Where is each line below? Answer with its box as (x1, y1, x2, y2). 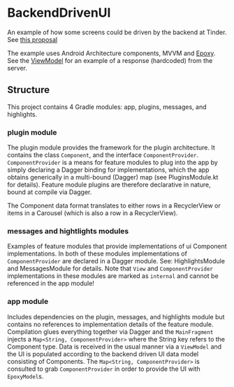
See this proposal (7, 35, 58, 43)
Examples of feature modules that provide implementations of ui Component (7, 242, 227, 251)
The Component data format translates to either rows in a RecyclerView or (7, 201, 221, 210)
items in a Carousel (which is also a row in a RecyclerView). (7, 209, 178, 217)
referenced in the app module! (7, 279, 94, 288)
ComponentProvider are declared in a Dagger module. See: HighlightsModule (7, 257, 226, 265)
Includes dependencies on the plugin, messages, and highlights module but (7, 312, 225, 321)
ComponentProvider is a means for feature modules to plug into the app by (7, 159, 218, 167)
